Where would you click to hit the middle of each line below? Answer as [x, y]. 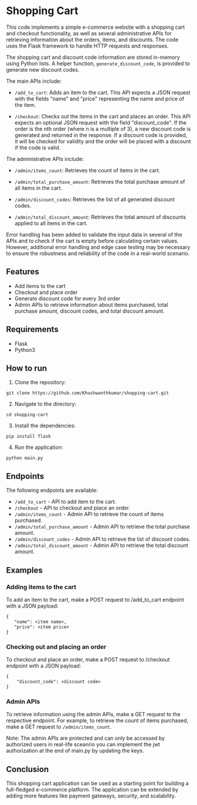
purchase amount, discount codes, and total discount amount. [90, 311]
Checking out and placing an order [56, 646]
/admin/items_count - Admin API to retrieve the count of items [89, 514]
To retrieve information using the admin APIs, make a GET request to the [93, 715]
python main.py [25, 458]
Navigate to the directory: [45, 404]
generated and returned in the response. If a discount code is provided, [101, 135]
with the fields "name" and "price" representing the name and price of [99, 99]
